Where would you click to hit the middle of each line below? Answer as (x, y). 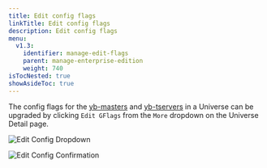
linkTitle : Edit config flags (60, 23)
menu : (17, 38)
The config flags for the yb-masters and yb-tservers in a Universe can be (131, 107)
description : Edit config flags (63, 31)
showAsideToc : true (41, 83)
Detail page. (28, 124)
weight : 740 (43, 69)
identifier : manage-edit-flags (76, 53)
